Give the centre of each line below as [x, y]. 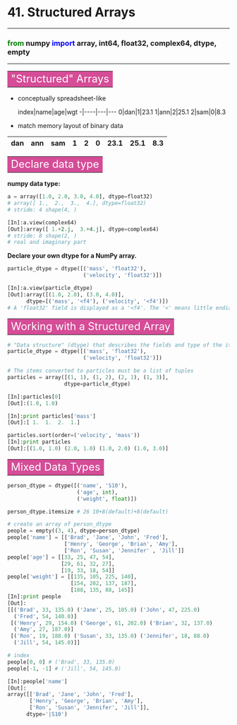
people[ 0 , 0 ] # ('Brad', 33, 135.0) [61, 662]
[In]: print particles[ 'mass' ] [52, 416]
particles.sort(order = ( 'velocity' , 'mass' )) [74, 436]
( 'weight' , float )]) [107, 499]
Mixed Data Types [56, 467]
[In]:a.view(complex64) [42, 222]
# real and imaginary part [47, 242]
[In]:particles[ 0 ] [34, 397]
